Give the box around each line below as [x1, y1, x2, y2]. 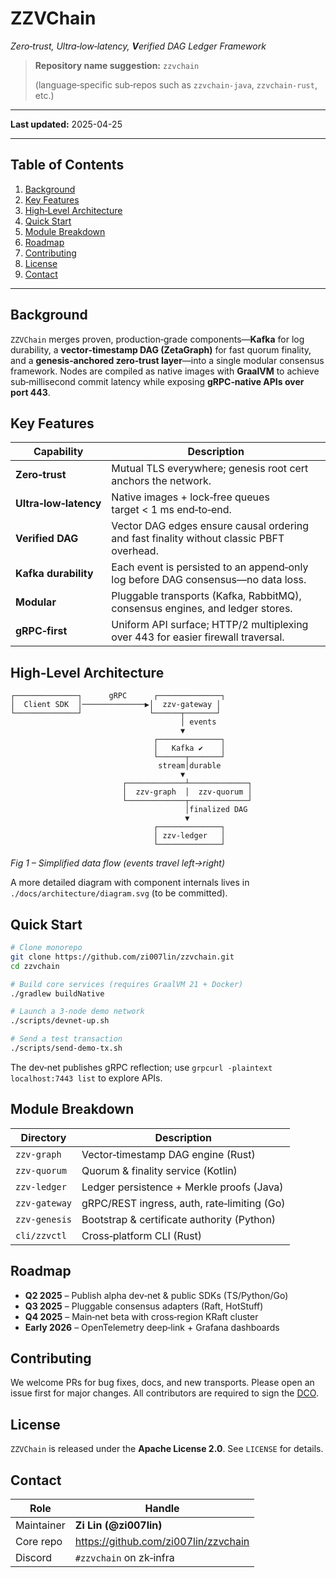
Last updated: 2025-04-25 [10, 118, 123, 130]
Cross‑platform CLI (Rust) [81, 1228, 203, 1242]
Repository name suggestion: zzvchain [34, 59, 200, 71]
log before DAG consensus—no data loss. [111, 573, 307, 587]
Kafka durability [15, 567, 94, 581]
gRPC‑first [15, 624, 68, 638]
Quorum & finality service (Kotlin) [81, 1163, 238, 1177]
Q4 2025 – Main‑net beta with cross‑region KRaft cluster [24, 1310, 259, 1322]
